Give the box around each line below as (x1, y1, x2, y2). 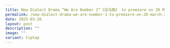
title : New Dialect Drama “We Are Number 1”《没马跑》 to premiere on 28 (5, 7, 160, 12)
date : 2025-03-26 (5, 16, 42, 21)
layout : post (5, 21, 33, 26)
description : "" (5, 26, 39, 31)
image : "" (5, 30, 26, 35)
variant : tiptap (5, 35, 39, 40)
